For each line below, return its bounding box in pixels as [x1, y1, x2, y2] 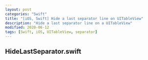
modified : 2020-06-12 [5, 25, 49, 30]
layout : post [5, 7, 32, 12]
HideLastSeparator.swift [5, 47, 82, 56]
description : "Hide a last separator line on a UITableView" [5, 20, 133, 26]
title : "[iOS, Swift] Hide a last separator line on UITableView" [5, 16, 144, 21]
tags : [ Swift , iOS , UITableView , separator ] [5, 30, 98, 34]
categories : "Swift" [5, 12, 48, 16]
